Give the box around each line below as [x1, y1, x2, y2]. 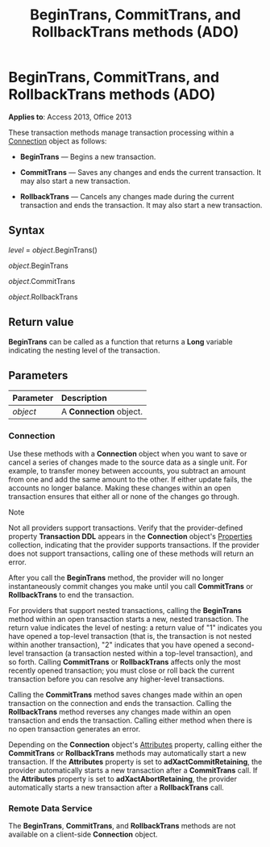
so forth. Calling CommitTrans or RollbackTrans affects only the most [8, 657, 241, 666]
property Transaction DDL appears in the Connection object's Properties [8, 531, 252, 541]
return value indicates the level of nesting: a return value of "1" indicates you [8, 623, 263, 632]
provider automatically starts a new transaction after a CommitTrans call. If [8, 765, 258, 775]
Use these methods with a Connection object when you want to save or [8, 449, 247, 458]
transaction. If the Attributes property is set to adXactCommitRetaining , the [8, 757, 263, 766]
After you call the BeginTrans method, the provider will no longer [8, 573, 224, 582]
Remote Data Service [8, 803, 93, 814]
